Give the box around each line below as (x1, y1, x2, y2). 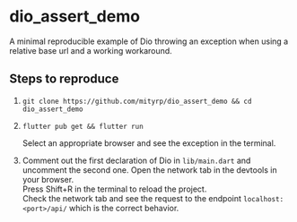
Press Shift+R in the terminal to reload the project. (22, 184, 207, 194)
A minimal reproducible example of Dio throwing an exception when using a (9, 36, 289, 47)
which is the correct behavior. (68, 202, 179, 213)
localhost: (243, 194, 284, 203)
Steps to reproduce (9, 72, 119, 87)
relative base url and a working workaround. (9, 45, 172, 55)
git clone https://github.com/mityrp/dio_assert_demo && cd (22, 97, 252, 106)
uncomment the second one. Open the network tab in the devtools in (22, 164, 277, 175)
